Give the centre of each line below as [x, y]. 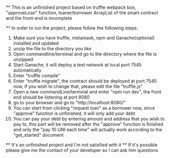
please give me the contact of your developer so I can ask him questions [82, 150]
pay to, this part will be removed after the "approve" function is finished [88, 124]
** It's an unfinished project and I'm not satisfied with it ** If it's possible [82, 145]
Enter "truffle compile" [37, 75]
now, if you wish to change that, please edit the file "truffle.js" [78, 86]
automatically [27, 70]
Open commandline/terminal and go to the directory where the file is [85, 54]
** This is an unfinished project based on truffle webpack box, [71, 7]
